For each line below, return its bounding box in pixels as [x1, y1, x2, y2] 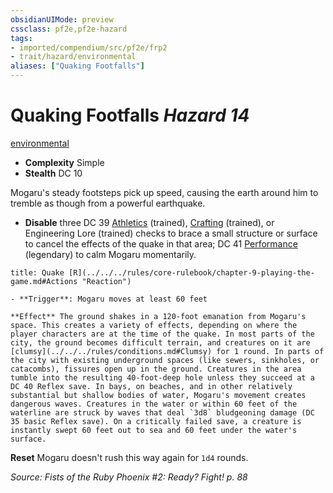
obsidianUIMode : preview [10, 14, 114, 25]
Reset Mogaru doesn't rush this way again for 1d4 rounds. [10, 451, 249, 463]
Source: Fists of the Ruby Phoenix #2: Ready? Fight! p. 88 [10, 471, 248, 483]
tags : [10, 33, 33, 43]
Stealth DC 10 [24, 167, 83, 179]
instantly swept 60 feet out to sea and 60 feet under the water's [10, 425, 298, 435]
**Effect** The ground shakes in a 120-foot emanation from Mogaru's [10, 311, 307, 321]
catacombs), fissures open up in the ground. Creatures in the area [10, 364, 302, 374]
